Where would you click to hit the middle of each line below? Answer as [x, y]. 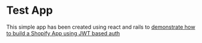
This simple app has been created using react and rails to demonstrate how [101, 27]
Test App [30, 10]
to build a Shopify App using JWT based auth [63, 33]
